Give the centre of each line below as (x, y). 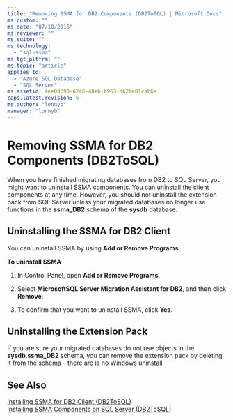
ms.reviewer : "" (31, 33)
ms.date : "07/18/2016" (40, 27)
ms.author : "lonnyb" (37, 105)
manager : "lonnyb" (34, 111)
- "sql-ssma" (32, 53)
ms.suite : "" (26, 40)
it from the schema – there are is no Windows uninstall (85, 363)
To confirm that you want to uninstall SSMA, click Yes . (95, 309)
